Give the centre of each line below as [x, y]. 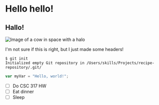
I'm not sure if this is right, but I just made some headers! [64, 49]
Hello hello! [30, 9]
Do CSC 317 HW [29, 86]
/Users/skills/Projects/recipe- [121, 63]
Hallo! [15, 28]
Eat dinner [23, 91]
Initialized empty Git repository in [45, 63]
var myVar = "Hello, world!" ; [37, 76]
